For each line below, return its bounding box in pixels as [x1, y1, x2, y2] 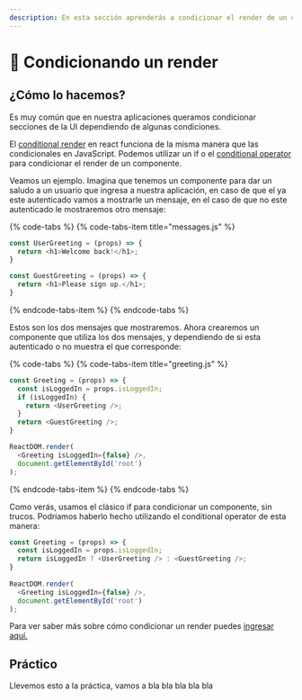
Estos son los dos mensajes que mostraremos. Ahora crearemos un [9, 321, 260, 333]
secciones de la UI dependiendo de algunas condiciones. [9, 121, 222, 131]
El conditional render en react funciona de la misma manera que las [9, 139, 259, 149]
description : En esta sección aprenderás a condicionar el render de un [9, 13, 288, 22]
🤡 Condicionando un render [9, 51, 218, 72]
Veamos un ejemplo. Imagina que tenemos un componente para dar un [9, 175, 272, 185]
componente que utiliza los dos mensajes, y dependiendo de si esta [9, 331, 261, 342]
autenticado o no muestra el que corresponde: [9, 341, 182, 352]
